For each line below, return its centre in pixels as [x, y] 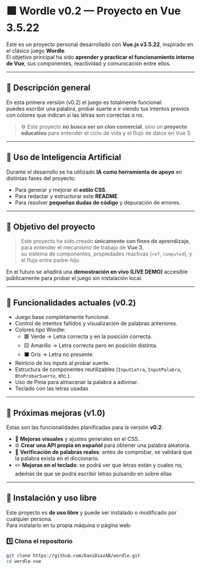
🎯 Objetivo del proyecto [51, 226]
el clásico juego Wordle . [36, 50]
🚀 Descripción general [48, 88]
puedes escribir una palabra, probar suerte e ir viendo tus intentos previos [98, 108]
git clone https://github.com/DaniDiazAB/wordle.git [73, 556]
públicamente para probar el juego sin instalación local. [74, 278]
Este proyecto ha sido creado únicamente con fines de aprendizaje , [105, 241]
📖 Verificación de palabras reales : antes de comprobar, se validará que [103, 452]
